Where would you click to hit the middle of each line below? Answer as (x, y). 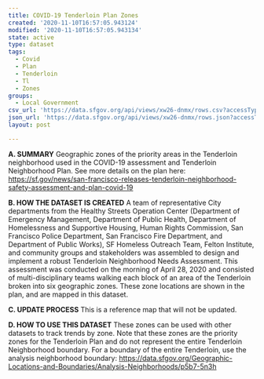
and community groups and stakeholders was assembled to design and (124, 253)
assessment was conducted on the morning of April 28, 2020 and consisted (131, 269)
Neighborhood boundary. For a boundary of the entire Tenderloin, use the (127, 349)
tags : (17, 52)
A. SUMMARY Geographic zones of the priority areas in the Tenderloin (123, 154)
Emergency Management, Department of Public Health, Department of (122, 219)
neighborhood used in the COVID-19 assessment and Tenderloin (112, 162)
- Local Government (47, 103)
